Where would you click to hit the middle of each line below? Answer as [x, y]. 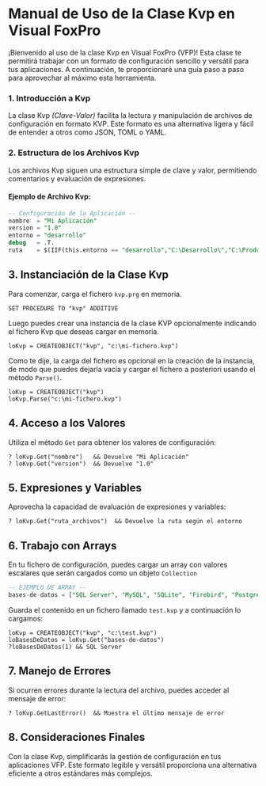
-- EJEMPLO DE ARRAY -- [47, 588]
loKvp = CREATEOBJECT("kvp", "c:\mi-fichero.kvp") [93, 346]
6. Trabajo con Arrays [63, 546]
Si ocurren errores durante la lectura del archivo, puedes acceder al [119, 690]
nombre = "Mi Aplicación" [53, 221]
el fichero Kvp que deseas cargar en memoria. [84, 331]
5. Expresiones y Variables [75, 488]
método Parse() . [35, 378]
